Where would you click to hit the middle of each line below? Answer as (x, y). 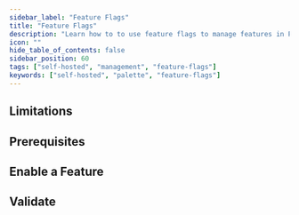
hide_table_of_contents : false (67, 51)
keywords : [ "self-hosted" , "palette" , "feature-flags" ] (115, 76)
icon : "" (25, 42)
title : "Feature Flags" (53, 26)
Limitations (41, 111)
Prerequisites (47, 142)
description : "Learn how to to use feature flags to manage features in (147, 34)
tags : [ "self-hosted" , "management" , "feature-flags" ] (113, 68)
